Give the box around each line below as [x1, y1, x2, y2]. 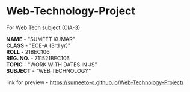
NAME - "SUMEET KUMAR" [6, 35, 76, 42]
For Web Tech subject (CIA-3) [6, 24, 81, 31]
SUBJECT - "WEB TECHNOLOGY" [6, 67, 91, 74]
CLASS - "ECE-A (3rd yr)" [6, 42, 71, 49]
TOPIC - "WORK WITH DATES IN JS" [6, 61, 97, 68]
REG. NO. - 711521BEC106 [6, 54, 70, 62]
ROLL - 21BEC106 [6, 48, 50, 55]
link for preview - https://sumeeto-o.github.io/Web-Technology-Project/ [6, 79, 184, 86]
